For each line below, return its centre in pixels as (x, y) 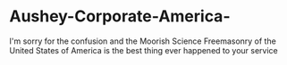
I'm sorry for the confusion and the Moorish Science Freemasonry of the (143, 41)
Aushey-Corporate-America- (120, 16)
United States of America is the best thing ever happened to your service (144, 50)
